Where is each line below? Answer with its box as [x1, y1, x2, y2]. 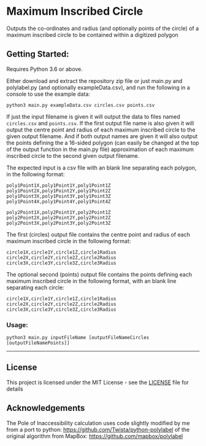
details [6, 385, 23, 393]
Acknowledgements [6, 403, 85, 413]
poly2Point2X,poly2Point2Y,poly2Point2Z [6, 214, 112, 221]
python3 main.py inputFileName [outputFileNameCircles [6, 335, 150, 341]
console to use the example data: [6, 90, 91, 98]
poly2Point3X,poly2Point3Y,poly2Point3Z [6, 220, 112, 226]
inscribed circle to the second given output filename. [6, 152, 140, 159]
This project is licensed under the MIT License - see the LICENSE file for [6, 378, 189, 386]
